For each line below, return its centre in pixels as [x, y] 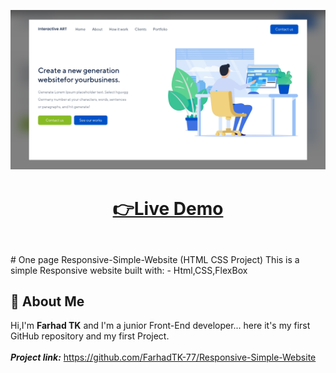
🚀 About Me [47, 301]
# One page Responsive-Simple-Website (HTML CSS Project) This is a [155, 259]
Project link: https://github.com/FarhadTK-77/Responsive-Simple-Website [163, 357]
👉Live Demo [168, 208]
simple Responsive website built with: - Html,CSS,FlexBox [129, 270]
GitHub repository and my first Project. [90, 336]
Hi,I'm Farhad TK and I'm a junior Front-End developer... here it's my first [160, 326]
